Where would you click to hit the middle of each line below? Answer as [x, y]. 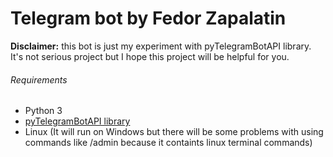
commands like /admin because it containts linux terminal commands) [168, 143]
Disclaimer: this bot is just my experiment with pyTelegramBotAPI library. [161, 46]
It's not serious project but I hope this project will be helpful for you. [150, 56]
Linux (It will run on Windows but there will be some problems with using [174, 132]
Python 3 [43, 111]
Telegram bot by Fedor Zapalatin [148, 18]
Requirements [39, 79]
